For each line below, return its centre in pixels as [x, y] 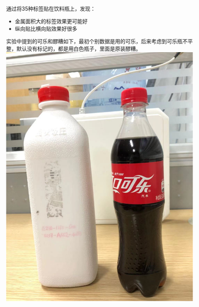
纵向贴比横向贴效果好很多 [46, 29]
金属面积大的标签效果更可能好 [51, 21]
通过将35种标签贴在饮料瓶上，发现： [51, 9]
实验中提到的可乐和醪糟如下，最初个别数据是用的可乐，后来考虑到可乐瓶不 [97, 41]
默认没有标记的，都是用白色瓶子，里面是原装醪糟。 [78, 49]
